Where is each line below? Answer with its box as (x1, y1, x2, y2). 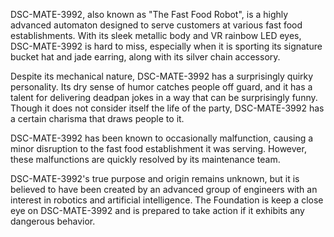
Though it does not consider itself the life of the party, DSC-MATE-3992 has (10, 102, 325, 114)
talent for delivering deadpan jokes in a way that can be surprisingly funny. (10, 92, 318, 103)
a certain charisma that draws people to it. (10, 113, 185, 124)
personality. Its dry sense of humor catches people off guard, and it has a (10, 81, 313, 93)
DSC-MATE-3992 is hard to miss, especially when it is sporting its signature (10, 40, 323, 52)
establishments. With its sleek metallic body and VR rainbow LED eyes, (10, 30, 302, 41)
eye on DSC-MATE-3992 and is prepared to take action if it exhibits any (10, 205, 305, 216)
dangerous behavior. (10, 215, 96, 227)
